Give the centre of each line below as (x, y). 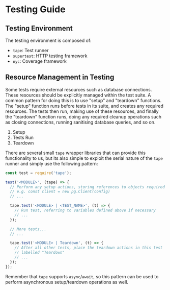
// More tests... (28, 229)
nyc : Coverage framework (40, 61)
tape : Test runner (31, 50)
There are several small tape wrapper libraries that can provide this (76, 153)
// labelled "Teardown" (40, 253)
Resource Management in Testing (60, 77)
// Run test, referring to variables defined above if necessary (85, 210)
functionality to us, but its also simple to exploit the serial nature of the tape (84, 158)
